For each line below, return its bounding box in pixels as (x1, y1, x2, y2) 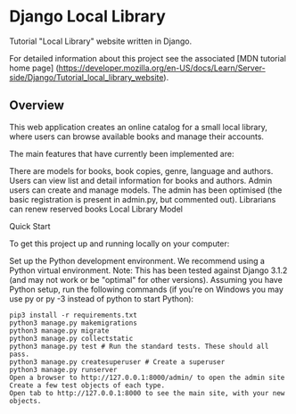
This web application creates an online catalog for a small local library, (9, 121, 267, 132)
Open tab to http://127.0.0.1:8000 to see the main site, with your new (9, 388, 285, 398)
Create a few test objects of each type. (9, 381, 166, 390)
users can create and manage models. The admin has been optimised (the (9, 185, 283, 195)
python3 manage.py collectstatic (9, 334, 134, 343)
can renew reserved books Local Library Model (9, 203, 183, 214)
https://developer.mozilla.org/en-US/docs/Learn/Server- (58, 62, 266, 73)
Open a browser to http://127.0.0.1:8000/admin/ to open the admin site (9, 373, 285, 382)
